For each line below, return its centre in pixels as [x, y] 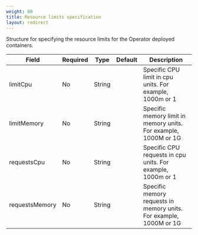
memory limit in [164, 116]
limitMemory [27, 123]
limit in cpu [158, 77]
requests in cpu [164, 155]
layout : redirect [27, 22]
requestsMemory [33, 205]
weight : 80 [19, 11]
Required [75, 60]
